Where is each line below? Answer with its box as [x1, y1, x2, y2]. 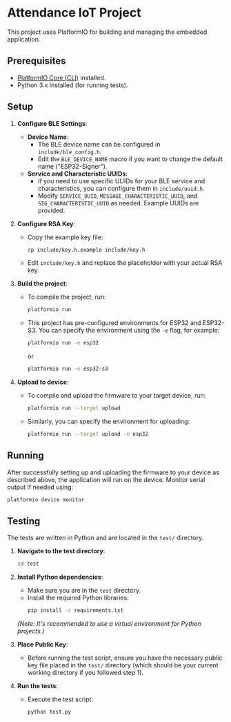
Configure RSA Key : [17, 219, 76, 228]
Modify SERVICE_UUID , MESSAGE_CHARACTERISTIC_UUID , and [37, 192, 198, 200]
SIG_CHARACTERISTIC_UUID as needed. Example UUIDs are [37, 198, 199, 207]
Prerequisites [7, 55, 66, 67]
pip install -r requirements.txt [27, 607, 124, 614]
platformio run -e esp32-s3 [27, 365, 108, 373]
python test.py [27, 709, 71, 716]
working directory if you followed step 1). [27, 669, 143, 677]
